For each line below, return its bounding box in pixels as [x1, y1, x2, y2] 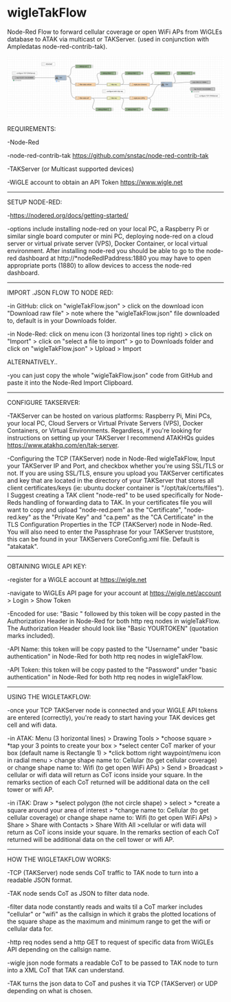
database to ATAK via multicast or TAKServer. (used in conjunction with [7, 34, 210, 43]
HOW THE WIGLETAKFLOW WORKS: [7, 855, 111, 863]
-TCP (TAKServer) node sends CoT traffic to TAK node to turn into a [7, 868, 199, 876]
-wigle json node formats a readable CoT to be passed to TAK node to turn [7, 959, 219, 967]
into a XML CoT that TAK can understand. [7, 965, 125, 974]
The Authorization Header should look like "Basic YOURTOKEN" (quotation [7, 624, 219, 632]
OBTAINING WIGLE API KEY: [7, 562, 87, 570]
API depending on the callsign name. [7, 945, 111, 953]
